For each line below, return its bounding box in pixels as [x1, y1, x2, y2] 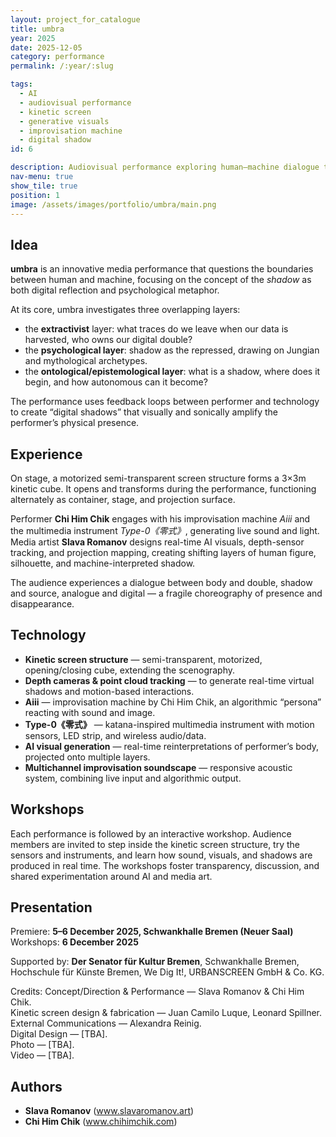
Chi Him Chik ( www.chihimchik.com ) [24, 1116, 178, 1128]
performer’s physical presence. [10, 417, 140, 429]
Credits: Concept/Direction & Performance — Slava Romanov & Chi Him [10, 986, 305, 998]
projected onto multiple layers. [24, 751, 151, 763]
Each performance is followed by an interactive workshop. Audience [10, 827, 292, 840]
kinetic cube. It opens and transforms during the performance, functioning [10, 483, 317, 495]
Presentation [10, 899, 93, 916]
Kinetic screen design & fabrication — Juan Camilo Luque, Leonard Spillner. [10, 1007, 323, 1019]
